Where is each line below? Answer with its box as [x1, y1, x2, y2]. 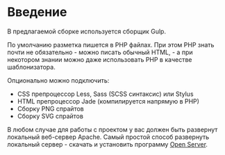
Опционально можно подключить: [7, 76, 110, 84]
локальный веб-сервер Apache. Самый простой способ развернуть [7, 133, 210, 141]
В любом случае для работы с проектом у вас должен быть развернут [7, 125, 218, 133]
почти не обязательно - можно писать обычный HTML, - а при [7, 48, 193, 56]
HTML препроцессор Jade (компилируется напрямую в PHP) [17, 97, 200, 105]
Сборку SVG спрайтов [17, 112, 83, 120]
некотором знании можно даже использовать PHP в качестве [7, 55, 192, 63]
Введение [7, 4, 67, 20]
